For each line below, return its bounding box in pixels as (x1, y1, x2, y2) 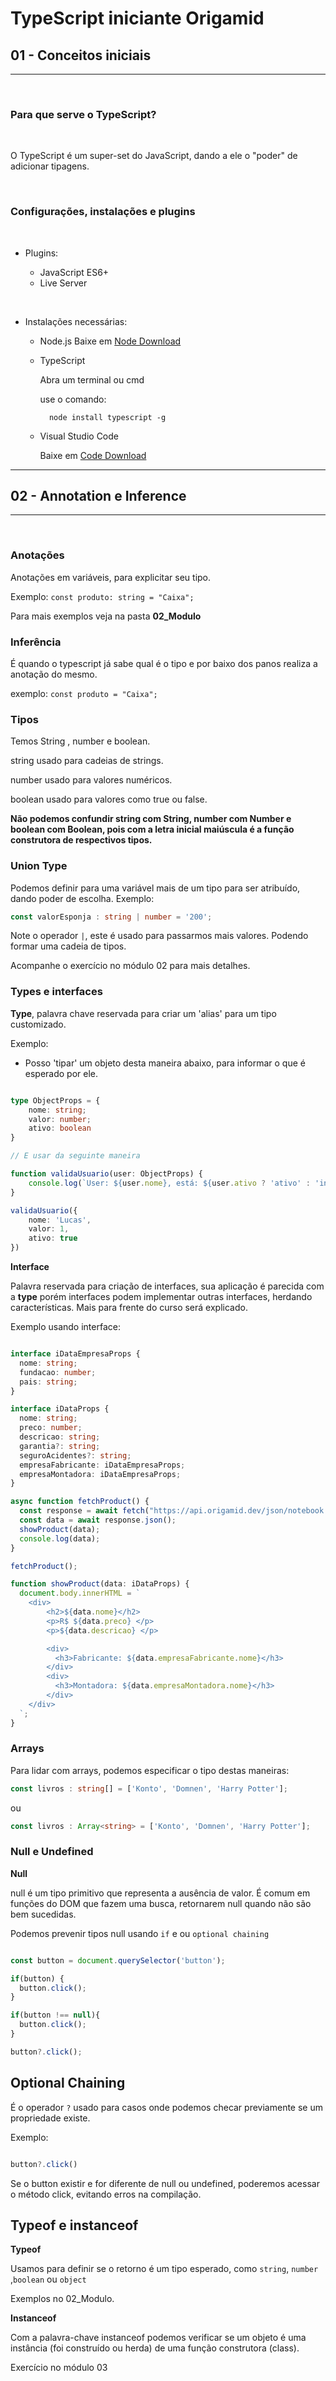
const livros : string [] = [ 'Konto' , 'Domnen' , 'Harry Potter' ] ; (10, 1783, 289, 1794)
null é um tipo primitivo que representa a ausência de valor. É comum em (10, 1887, 311, 1899)
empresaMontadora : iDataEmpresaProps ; (19, 1469, 182, 1479)
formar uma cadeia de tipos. (10, 940, 127, 952)
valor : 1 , (28, 1224, 70, 1234)
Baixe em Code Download (39, 449, 147, 461)
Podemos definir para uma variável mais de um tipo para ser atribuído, (10, 882, 301, 894)
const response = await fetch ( (19, 1506, 150, 1516)
